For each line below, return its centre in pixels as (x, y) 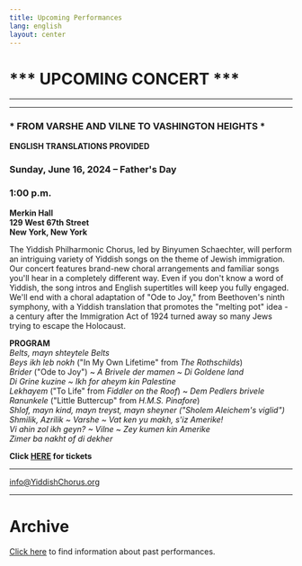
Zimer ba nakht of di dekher (61, 438)
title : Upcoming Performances (66, 18)
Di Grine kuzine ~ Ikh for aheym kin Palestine (93, 381)
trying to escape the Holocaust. (67, 325)
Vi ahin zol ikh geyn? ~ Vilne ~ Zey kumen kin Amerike (110, 429)
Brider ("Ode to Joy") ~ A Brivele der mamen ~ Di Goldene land (127, 371)
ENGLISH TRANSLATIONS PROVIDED (80, 146)
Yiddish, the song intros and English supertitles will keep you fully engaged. (149, 287)
